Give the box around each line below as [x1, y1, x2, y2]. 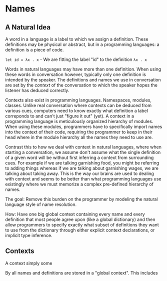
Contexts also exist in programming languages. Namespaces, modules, [5, 97, 151, 103]
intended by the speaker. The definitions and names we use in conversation [5, 77, 161, 82]
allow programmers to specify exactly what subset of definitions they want [5, 222, 159, 227]
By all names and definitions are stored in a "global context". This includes [5, 269, 158, 275]
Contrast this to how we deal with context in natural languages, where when [5, 144, 161, 150]
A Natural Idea [5, 23, 51, 31]
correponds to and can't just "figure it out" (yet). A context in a [5, 113, 134, 119]
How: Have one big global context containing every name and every [5, 211, 145, 217]
